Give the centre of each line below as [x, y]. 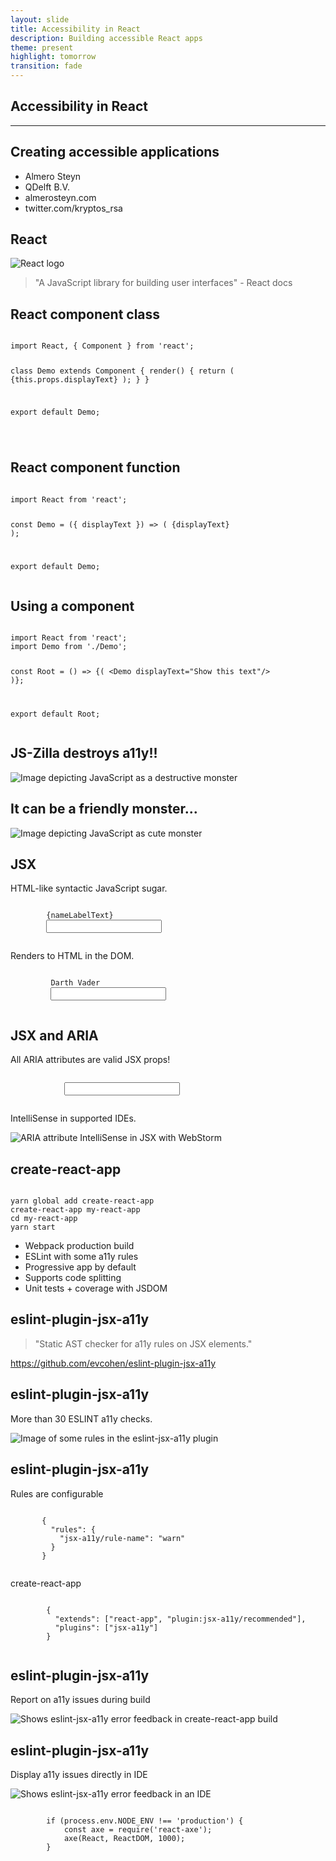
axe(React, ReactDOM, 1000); [124, 1839]
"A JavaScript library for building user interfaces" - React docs [163, 283]
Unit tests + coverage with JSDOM [96, 1288]
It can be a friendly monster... [104, 809]
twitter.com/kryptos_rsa [73, 208]
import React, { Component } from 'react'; [102, 346]
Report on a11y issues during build [80, 1700]
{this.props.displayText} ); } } [80, 380]
